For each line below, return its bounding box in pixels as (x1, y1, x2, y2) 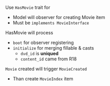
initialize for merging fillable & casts (12, 45, 94, 51)
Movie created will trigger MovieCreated (5, 66, 87, 72)
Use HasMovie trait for (5, 5, 50, 10)
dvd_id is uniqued (20, 51, 59, 56)
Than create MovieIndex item (12, 76, 74, 81)
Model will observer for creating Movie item (12, 14, 105, 20)
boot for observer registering (12, 39, 74, 46)
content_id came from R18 (20, 56, 77, 62)
